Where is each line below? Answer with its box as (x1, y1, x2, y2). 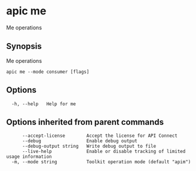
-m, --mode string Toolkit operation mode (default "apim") (11, 159, 191, 165)
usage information (6, 154, 52, 160)
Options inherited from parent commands (6, 117, 164, 127)
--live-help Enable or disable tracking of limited (22, 148, 186, 155)
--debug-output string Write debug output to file (22, 143, 157, 149)
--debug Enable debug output (22, 138, 137, 144)
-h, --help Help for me (11, 100, 76, 107)
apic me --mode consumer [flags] (6, 69, 90, 75)
